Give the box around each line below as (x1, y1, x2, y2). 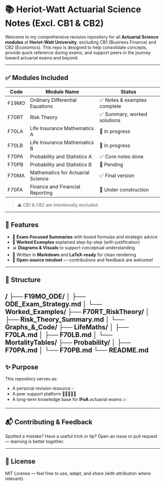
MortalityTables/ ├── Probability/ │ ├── (5, 339, 131, 347)
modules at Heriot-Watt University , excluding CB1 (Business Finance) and (5, 39, 156, 45)
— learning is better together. (5, 438, 65, 444)
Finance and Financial (29, 183, 81, 190)
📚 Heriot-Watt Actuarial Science (5, 4, 141, 15)
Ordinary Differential (29, 96, 77, 103)
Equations (29, 103, 53, 110)
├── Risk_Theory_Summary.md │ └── (5, 315, 125, 324)
